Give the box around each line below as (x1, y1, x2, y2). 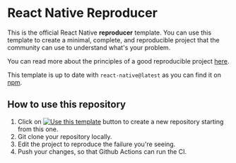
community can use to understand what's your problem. (7, 43, 171, 52)
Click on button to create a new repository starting (17, 117, 224, 126)
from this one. (17, 125, 59, 133)
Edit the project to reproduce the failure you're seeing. (17, 140, 176, 148)
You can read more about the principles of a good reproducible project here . (7, 56, 230, 65)
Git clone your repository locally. (17, 132, 112, 140)
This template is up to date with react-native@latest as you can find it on (7, 71, 221, 79)
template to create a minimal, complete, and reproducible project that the (7, 35, 220, 44)
